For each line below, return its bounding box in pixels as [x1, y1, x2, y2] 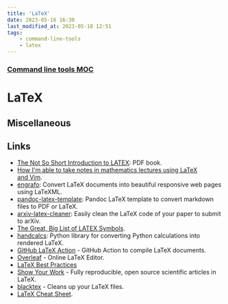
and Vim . [16, 173, 42, 182]
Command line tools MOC [7, 65, 94, 74]
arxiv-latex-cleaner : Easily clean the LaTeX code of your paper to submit [16, 210, 221, 218]
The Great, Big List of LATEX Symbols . [16, 224, 125, 233]
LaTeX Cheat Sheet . [16, 290, 73, 299]
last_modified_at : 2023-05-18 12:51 [7, 23, 112, 30]
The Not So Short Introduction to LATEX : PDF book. [16, 159, 162, 167]
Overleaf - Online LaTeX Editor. [16, 253, 105, 261]
